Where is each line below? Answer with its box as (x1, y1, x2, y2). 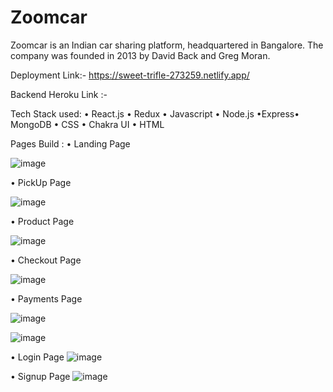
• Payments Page (10, 292, 83, 305)
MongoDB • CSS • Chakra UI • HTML (10, 118, 165, 130)
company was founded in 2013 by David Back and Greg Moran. (10, 49, 271, 61)
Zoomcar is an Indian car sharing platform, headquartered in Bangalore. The (10, 39, 324, 51)
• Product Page (10, 215, 75, 227)
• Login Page (10, 351, 65, 363)
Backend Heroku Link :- (10, 88, 108, 100)
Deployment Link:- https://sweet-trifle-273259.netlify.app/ (10, 69, 250, 81)
